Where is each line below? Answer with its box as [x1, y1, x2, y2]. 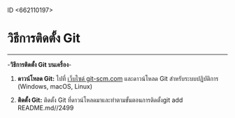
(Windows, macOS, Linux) [17, 82, 93, 90]
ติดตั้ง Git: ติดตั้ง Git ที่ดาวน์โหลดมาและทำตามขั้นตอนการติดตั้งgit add [17, 96, 183, 104]
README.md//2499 [17, 103, 74, 112]
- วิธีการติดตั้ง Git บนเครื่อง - [7, 60, 72, 68]
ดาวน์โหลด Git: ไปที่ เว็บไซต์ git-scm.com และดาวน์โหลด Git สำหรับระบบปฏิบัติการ [17, 74, 219, 82]
